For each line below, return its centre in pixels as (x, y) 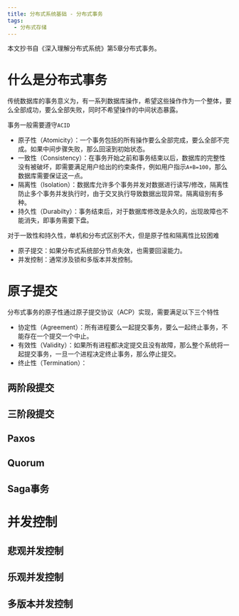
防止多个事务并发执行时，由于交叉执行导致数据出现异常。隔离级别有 (117, 194)
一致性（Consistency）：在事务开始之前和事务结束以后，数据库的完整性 (122, 158)
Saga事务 (28, 489)
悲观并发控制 (36, 551)
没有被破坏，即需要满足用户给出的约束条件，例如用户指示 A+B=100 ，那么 (122, 167)
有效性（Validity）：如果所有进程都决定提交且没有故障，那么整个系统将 (121, 345)
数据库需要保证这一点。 (52, 176)
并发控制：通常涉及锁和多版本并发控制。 (77, 260)
